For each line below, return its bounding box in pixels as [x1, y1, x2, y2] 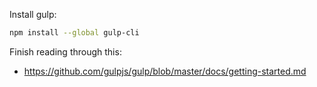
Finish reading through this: [9, 45, 122, 58]
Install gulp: [9, 9, 57, 20]
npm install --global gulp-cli [9, 28, 140, 38]
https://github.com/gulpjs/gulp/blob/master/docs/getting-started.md [23, 65, 307, 77]
